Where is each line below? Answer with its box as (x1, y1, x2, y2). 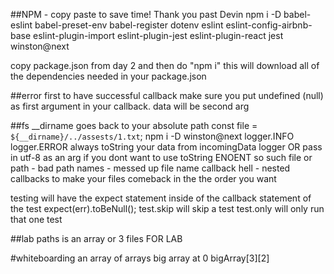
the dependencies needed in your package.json (10, 70, 207, 82)
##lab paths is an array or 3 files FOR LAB (10, 233, 183, 244)
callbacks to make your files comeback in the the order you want (10, 173, 277, 184)
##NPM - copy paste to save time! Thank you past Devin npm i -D (10, 9, 282, 20)
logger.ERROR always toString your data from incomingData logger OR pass (10, 141, 323, 153)
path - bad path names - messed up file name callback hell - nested (10, 162, 291, 174)
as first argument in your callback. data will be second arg (10, 100, 250, 112)
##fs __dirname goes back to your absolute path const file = (10, 120, 258, 131)
